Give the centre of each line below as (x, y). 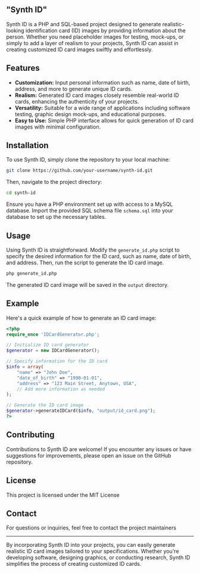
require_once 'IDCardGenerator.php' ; (53, 334)
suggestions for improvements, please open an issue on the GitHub (89, 455)
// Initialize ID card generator (48, 345)
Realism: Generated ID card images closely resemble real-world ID (97, 95)
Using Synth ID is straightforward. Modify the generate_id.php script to (93, 250)
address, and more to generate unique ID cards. (74, 89)
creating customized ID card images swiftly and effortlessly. (79, 49)
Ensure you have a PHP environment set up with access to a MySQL (90, 204)
